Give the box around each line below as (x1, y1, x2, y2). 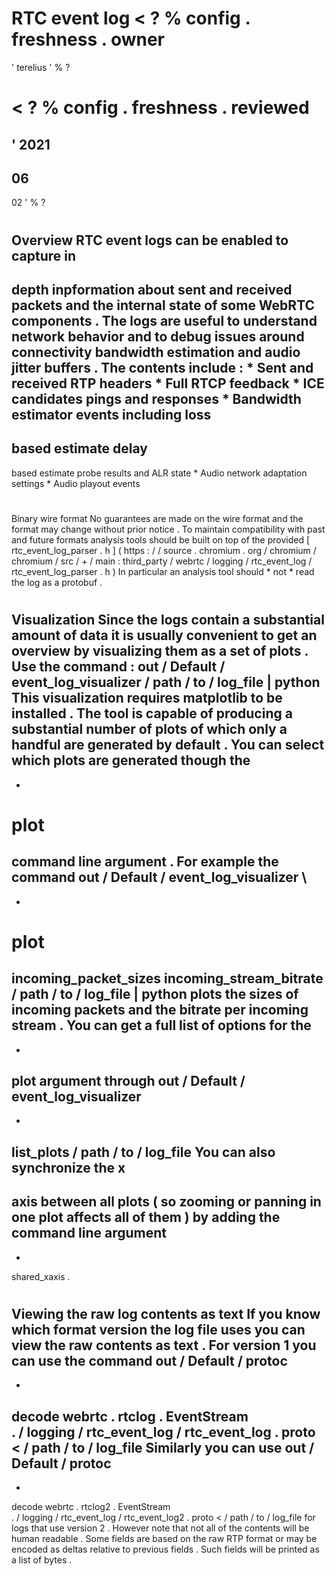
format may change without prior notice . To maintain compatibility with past (11, 523, 326, 535)
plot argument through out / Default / (11, 1072, 246, 1089)
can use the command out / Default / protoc (11, 1352, 288, 1369)
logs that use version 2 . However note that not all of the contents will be (11, 1522, 310, 1534)
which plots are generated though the (11, 752, 251, 769)
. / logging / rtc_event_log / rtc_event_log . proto (11, 1423, 316, 1441)
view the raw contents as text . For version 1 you (11, 1337, 317, 1354)
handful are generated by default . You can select (11, 737, 325, 754)
